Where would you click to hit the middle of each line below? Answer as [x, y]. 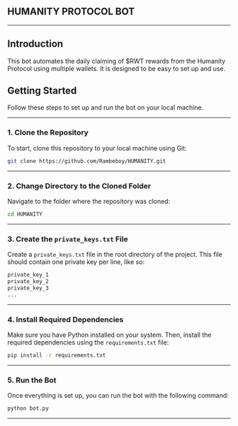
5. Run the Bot [32, 380]
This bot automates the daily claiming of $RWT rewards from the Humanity [117, 61]
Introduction [35, 44]
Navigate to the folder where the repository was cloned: [89, 201]
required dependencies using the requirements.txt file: [88, 342]
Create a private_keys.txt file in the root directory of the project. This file [115, 255]
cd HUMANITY [25, 214]
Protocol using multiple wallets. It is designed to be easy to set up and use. [117, 68]
